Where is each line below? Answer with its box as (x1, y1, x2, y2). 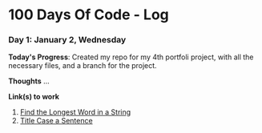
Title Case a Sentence (19, 116, 94, 126)
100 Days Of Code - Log (8, 6, 170, 24)
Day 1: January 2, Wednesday (8, 34, 127, 46)
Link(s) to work (8, 92, 60, 102)
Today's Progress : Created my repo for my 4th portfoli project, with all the (8, 52, 254, 62)
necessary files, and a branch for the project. (8, 61, 158, 71)
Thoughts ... (8, 76, 50, 86)
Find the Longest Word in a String (19, 107, 131, 117)
